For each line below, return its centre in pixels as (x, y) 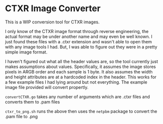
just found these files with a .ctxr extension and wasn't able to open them (79, 41)
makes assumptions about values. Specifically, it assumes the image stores (81, 67)
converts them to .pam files (32, 102)
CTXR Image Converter (53, 9)
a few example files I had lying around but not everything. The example (76, 82)
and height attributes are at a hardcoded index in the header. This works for (81, 77)
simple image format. (26, 52)
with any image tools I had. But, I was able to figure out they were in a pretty (81, 47)
